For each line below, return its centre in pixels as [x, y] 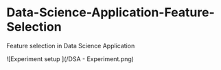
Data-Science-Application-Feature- [110, 13]
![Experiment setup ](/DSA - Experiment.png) [70, 58]
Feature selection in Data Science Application [71, 46]
